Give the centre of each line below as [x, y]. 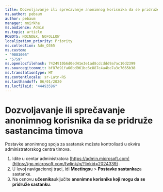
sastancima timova [44, 131]
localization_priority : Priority [39, 41]
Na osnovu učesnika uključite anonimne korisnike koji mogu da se [79, 179]
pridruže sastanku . [32, 184]
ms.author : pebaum [24, 14]
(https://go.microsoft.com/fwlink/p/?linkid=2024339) [65, 164]
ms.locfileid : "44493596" [31, 86]
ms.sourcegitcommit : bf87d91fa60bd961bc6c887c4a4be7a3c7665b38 [70, 68]
